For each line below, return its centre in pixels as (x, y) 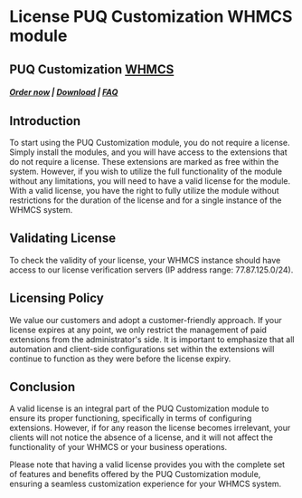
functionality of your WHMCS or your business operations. (118, 447)
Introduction (45, 121)
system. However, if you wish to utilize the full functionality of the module (146, 171)
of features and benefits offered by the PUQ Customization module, (135, 474)
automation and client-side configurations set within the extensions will (142, 349)
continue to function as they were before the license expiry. (120, 359)
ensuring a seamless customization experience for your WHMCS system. (146, 484)
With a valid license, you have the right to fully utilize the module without (144, 190)
